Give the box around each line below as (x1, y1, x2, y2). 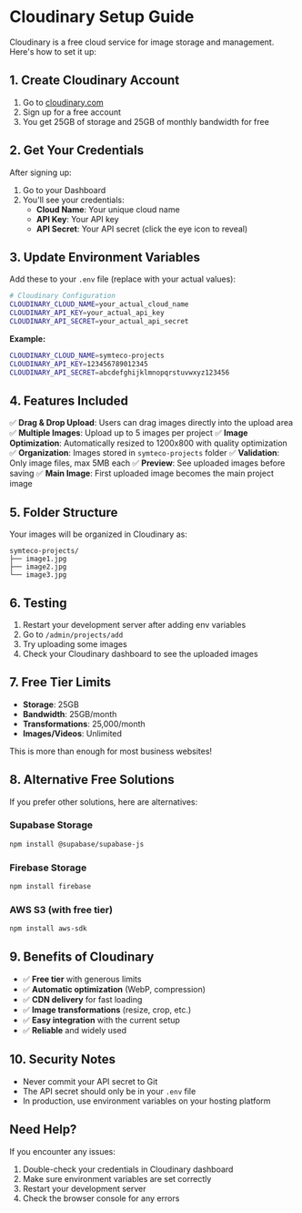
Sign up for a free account (22, 107, 121, 118)
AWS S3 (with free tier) (9, 903, 114, 916)
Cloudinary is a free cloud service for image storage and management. (9, 36, 275, 47)
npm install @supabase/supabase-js (9, 839, 145, 848)
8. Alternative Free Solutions (9, 772, 175, 787)
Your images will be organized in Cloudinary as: (9, 529, 188, 540)
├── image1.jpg (9, 554, 67, 564)
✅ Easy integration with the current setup (22, 1014, 180, 1025)
